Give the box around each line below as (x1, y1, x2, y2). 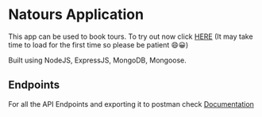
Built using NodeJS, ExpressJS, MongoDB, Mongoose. (8, 55, 187, 65)
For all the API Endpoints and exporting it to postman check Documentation (8, 99, 254, 108)
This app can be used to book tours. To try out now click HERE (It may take (8, 32, 253, 41)
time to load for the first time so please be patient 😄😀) (8, 40, 189, 49)
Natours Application (8, 6, 144, 24)
